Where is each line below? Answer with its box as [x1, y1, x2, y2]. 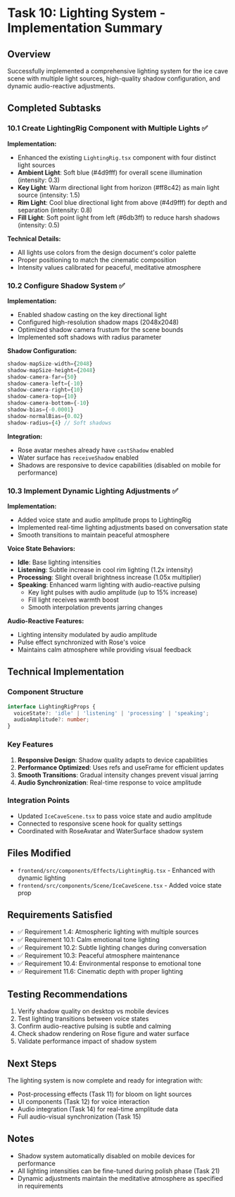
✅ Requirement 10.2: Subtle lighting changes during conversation [17, 943, 207, 952]
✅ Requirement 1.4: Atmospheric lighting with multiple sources [17, 927, 199, 936]
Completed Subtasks [7, 102, 101, 114]
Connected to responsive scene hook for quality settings [17, 819, 182, 828]
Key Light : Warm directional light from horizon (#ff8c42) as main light [17, 183, 220, 191]
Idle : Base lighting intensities [17, 558, 101, 566]
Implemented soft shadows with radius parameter [17, 333, 162, 341]
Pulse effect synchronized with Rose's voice [17, 638, 146, 647]
